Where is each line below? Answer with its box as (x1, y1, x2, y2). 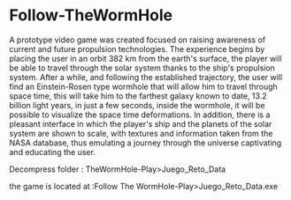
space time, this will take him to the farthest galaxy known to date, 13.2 (9, 90, 267, 101)
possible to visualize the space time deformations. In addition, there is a (9, 109, 271, 120)
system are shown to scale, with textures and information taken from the (9, 128, 273, 138)
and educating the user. (9, 146, 96, 157)
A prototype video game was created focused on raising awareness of (9, 34, 266, 45)
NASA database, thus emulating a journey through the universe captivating (9, 137, 282, 148)
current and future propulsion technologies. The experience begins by (9, 43, 265, 54)
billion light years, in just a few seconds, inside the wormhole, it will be (9, 100, 265, 110)
